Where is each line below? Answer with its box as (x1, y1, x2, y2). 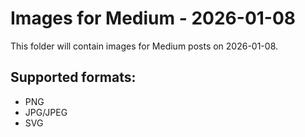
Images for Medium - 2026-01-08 (10, 7, 297, 30)
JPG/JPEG (24, 106, 68, 118)
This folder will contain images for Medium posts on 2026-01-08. (10, 40, 279, 52)
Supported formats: (10, 69, 137, 86)
